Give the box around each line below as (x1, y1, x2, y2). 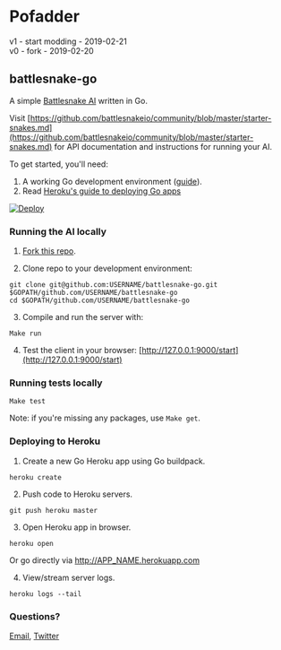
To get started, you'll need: (9, 159, 109, 169)
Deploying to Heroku (9, 435, 101, 447)
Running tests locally (9, 377, 103, 389)
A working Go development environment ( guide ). (21, 176, 203, 186)
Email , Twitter (9, 630, 60, 641)
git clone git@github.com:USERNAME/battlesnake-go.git (9, 281, 218, 290)
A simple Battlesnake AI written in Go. (9, 95, 148, 106)
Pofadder (9, 6, 81, 27)
